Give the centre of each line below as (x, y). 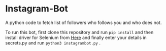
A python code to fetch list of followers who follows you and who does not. (84, 22)
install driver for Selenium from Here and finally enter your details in (76, 37)
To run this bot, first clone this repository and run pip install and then (79, 32)
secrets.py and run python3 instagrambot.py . (53, 42)
